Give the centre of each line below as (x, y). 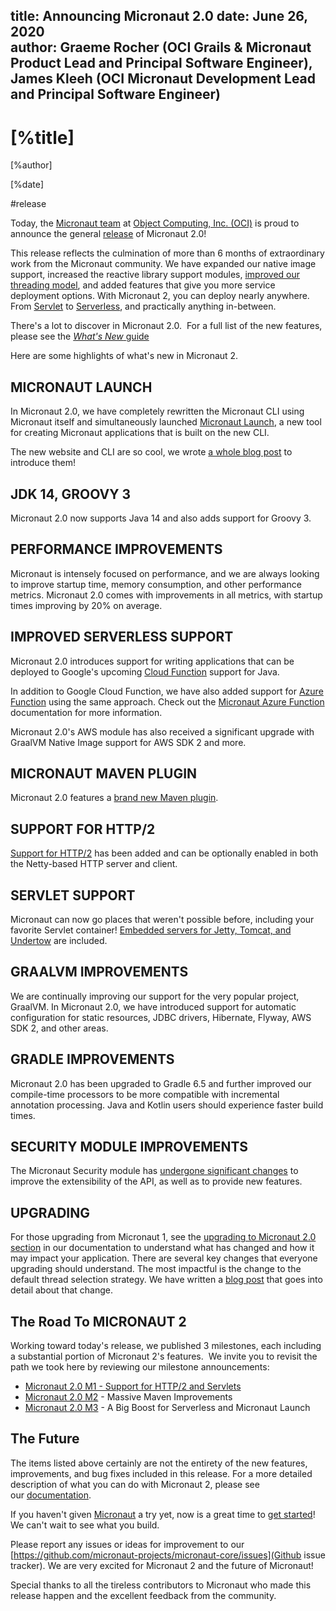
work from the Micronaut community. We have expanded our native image (163, 264)
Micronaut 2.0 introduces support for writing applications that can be (152, 661)
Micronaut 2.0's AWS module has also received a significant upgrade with (162, 731)
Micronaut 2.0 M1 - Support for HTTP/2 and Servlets (133, 1386)
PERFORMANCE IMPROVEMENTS (116, 549)
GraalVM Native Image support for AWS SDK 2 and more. (128, 742)
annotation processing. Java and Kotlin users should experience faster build (167, 1105)
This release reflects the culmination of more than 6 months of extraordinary (167, 253)
